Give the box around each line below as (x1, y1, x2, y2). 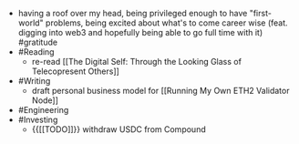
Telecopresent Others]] (31, 66, 120, 77)
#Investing (17, 114, 58, 125)
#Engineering (17, 105, 69, 115)
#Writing (17, 76, 51, 86)
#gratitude (17, 36, 57, 47)
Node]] (31, 95, 59, 106)
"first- (249, 8, 272, 18)
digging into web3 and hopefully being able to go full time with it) (17, 27, 263, 37)
